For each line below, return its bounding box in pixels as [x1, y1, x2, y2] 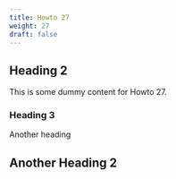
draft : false [9, 30, 58, 38]
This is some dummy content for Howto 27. [9, 87, 167, 98]
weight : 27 [9, 21, 50, 30]
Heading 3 [9, 109, 55, 122]
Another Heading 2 [9, 155, 118, 170]
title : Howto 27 [9, 13, 70, 22]
